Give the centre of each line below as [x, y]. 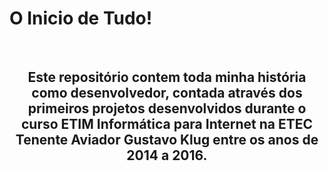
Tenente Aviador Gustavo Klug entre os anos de [167, 140]
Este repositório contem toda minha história [167, 77]
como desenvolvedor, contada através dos [167, 93]
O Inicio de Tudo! [81, 18]
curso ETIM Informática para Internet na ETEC [166, 124]
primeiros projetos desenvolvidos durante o [167, 108]
